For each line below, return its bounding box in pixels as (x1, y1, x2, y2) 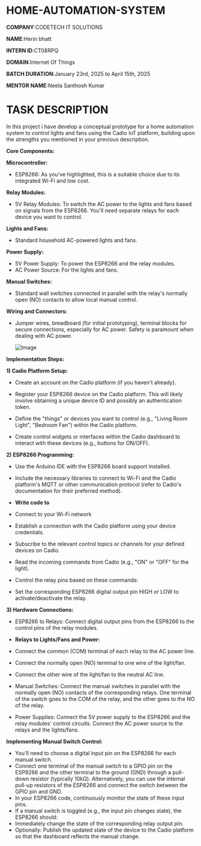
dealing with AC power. (14, 332, 73, 339)
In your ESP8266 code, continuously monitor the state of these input (14, 794, 185, 801)
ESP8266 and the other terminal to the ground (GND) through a (14, 768, 172, 776)
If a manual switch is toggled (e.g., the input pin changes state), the (14, 807, 182, 814)
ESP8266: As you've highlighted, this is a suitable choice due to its (14, 170, 180, 178)
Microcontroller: (6, 159, 48, 166)
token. (14, 403, 31, 410)
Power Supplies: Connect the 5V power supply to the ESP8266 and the (14, 713, 191, 720)
